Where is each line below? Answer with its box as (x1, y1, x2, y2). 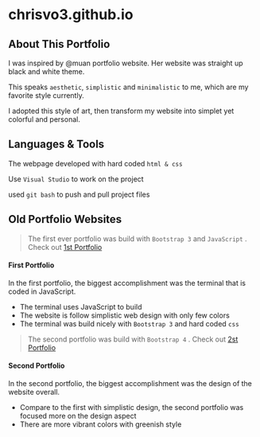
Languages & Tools (8, 138, 105, 151)
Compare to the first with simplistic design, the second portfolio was (19, 403, 244, 412)
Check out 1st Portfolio (27, 242, 103, 252)
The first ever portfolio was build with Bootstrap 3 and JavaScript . (27, 233, 248, 244)
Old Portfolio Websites (8, 213, 122, 226)
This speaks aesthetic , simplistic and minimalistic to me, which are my (8, 82, 249, 92)
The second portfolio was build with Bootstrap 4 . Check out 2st (27, 334, 239, 344)
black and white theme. (8, 67, 85, 76)
